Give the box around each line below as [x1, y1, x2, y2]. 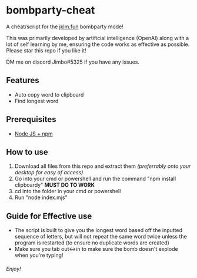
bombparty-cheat [6, 4, 95, 17]
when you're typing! [14, 251, 64, 259]
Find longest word [14, 97, 59, 104]
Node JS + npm [14, 130, 53, 137]
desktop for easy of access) [14, 169, 84, 176]
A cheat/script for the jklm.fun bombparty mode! [6, 23, 123, 30]
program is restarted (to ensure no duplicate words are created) [14, 239, 169, 246]
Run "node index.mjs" [14, 194, 68, 201]
